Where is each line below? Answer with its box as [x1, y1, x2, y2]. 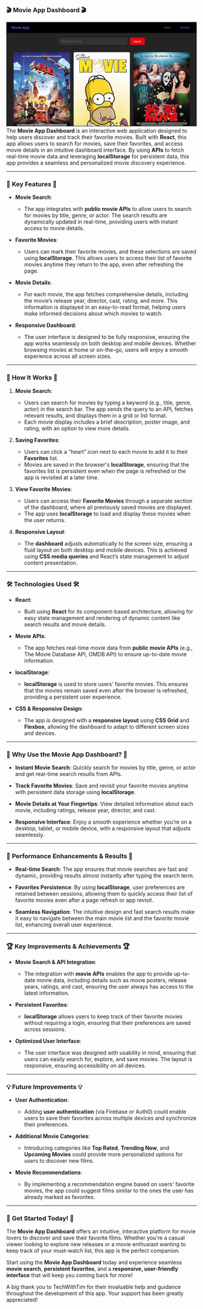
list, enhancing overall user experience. [14, 921, 113, 928]
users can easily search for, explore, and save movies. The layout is [24, 1055, 193, 1062]
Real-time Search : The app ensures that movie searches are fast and [14, 865, 188, 873]
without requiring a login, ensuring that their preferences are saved [24, 1019, 191, 1026]
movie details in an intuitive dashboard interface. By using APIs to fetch [6, 146, 184, 154]
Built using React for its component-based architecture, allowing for [24, 607, 193, 615]
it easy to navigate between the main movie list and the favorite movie [14, 915, 189, 922]
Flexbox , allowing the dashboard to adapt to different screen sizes [24, 723, 190, 730]
